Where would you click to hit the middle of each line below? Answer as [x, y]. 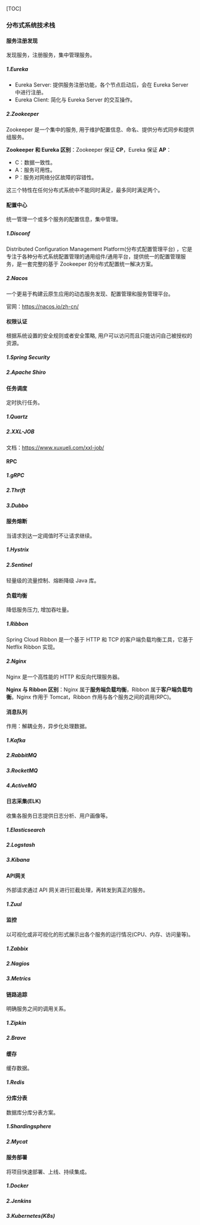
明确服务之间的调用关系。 [38, 1009]
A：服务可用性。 [35, 170]
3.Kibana [18, 860]
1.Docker [17, 1186]
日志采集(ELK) [24, 801]
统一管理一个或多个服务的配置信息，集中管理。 [64, 219]
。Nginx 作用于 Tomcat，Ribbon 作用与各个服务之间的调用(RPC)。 [93, 697]
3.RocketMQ [22, 770]
